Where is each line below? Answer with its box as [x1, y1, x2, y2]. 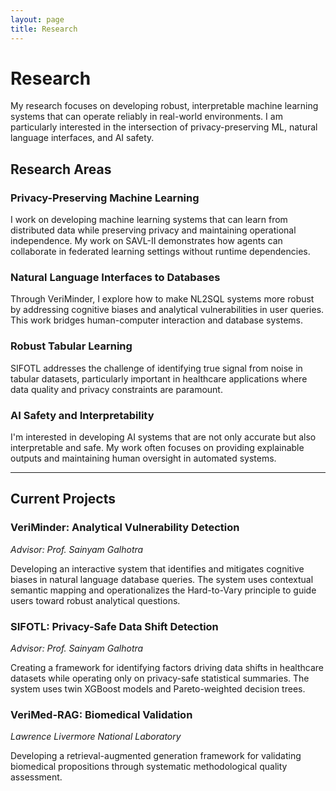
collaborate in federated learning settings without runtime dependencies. [10, 246, 311, 258]
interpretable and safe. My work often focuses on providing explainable [10, 442, 305, 454]
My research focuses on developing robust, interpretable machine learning [10, 100, 319, 112]
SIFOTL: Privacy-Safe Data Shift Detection [10, 619, 219, 633]
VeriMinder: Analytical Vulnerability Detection [10, 521, 240, 535]
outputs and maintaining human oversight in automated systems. [10, 452, 277, 465]
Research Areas [10, 161, 112, 178]
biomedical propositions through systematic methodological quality [10, 761, 288, 773]
